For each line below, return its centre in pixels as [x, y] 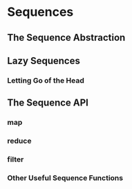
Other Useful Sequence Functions [65, 178]
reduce [19, 141]
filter [16, 159]
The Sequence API [48, 103]
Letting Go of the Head [46, 80]
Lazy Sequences [44, 60]
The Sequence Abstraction [66, 38]
